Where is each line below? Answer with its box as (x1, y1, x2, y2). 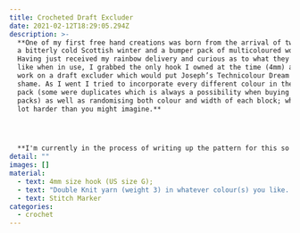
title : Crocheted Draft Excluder (9, 12, 134, 22)
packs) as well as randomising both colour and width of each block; (17, 96, 281, 105)
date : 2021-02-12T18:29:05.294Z (9, 21, 129, 30)
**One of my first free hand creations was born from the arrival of (17, 37, 281, 47)
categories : (9, 202, 54, 211)
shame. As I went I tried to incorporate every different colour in (17, 79, 278, 88)
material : (9, 169, 46, 178)
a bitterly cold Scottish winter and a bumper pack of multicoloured (17, 46, 281, 55)
